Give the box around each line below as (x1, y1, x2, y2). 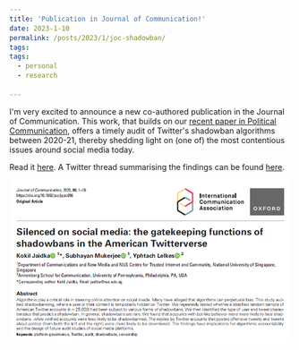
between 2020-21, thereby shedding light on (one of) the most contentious (9, 134, 285, 145)
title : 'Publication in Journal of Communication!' (9, 14, 206, 23)
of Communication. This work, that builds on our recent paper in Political (9, 115, 277, 126)
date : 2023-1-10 (9, 23, 70, 33)
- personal (17, 62, 58, 71)
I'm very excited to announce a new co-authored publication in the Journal (9, 106, 285, 116)
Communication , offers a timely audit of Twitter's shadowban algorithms (9, 125, 276, 136)
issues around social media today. (9, 144, 135, 155)
